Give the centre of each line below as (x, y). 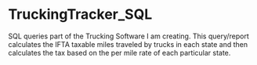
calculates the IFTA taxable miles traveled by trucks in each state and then (128, 44)
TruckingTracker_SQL (80, 14)
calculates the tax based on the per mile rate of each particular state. (119, 52)
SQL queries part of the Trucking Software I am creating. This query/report (128, 36)
